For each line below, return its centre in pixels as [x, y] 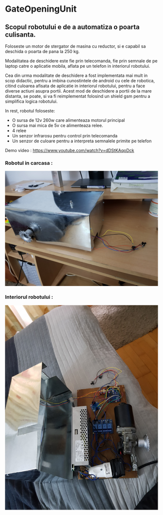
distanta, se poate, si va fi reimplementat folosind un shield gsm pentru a [78, 96]
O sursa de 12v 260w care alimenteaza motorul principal [68, 120]
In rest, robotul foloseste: [30, 111]
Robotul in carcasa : [29, 163]
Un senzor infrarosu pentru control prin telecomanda [65, 136]
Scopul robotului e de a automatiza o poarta [72, 27]
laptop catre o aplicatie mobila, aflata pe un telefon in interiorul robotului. [78, 66]
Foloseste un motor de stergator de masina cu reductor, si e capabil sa [75, 46]
